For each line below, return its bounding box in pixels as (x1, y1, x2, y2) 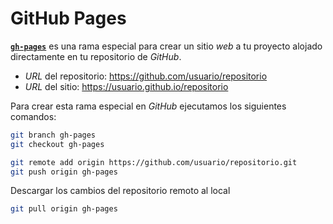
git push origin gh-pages (10, 167, 118, 177)
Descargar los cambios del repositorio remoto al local (10, 185, 231, 197)
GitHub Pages (10, 7, 127, 30)
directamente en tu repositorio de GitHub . (10, 50, 182, 62)
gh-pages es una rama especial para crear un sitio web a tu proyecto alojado (10, 40, 323, 52)
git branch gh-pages (10, 130, 97, 140)
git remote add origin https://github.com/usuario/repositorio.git (10, 157, 298, 167)
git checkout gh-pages (10, 139, 105, 149)
